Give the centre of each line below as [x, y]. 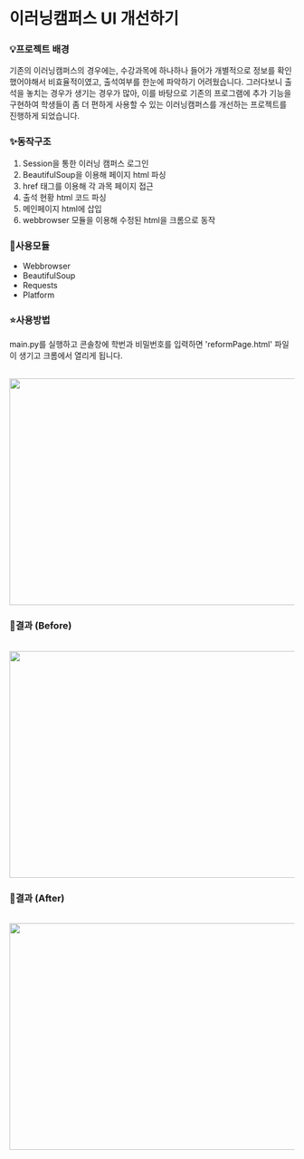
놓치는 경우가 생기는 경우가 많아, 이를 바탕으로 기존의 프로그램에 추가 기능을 [159, 93]
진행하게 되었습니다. [44, 116]
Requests [40, 286]
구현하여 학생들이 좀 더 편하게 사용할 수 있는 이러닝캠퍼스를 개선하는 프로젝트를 [148, 104]
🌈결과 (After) [37, 898]
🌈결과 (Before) [41, 626]
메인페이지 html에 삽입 [62, 209]
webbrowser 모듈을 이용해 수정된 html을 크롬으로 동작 [119, 219]
